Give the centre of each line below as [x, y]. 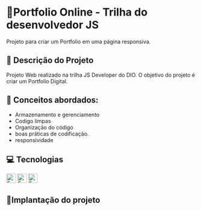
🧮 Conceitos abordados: [52, 100]
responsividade [34, 140]
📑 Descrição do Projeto [50, 60]
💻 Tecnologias [35, 159]
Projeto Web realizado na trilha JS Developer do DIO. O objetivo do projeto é [101, 75]
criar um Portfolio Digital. [37, 81]
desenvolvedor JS [53, 25]
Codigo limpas [33, 121]
